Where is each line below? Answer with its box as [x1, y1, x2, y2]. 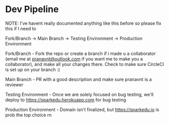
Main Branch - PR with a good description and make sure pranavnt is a [5, 76, 152, 82]
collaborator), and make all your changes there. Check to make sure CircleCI [5, 61, 164, 67]
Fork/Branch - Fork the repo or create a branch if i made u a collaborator [5, 50, 156, 56]
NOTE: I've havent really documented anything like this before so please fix [5, 20, 161, 26]
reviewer [5, 82, 24, 88]
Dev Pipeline [5, 4, 59, 15]
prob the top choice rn [5, 112, 52, 118]
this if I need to [5, 25, 36, 31]
